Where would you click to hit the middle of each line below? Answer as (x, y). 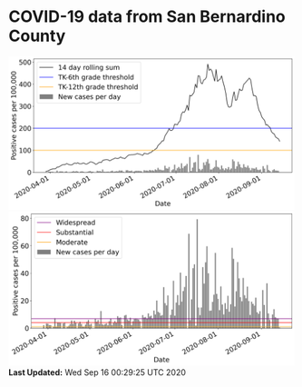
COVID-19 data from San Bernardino (147, 17)
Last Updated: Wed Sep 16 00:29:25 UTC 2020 (97, 372)
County (37, 36)
